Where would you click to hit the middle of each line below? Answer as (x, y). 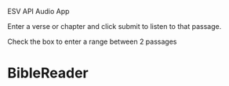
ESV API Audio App (38, 11)
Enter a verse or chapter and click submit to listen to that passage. (114, 26)
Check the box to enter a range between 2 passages (92, 41)
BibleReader (48, 73)
